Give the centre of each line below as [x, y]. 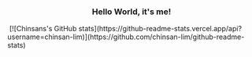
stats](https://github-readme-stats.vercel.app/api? [160, 29]
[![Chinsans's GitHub [43, 29]
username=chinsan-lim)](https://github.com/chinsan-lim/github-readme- [126, 37]
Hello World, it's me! [132, 12]
